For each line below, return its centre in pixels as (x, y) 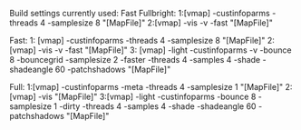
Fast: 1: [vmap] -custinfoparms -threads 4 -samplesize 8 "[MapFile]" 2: (142, 40)
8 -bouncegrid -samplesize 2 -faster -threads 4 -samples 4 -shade (135, 60)
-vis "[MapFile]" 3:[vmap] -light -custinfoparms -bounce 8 (147, 96)
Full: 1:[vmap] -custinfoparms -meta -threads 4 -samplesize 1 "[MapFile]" (146, 87)
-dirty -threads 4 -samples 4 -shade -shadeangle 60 (157, 106)
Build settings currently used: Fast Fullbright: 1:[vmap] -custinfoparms (140, 13)
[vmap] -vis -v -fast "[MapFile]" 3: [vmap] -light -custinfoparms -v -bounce (150, 50)
